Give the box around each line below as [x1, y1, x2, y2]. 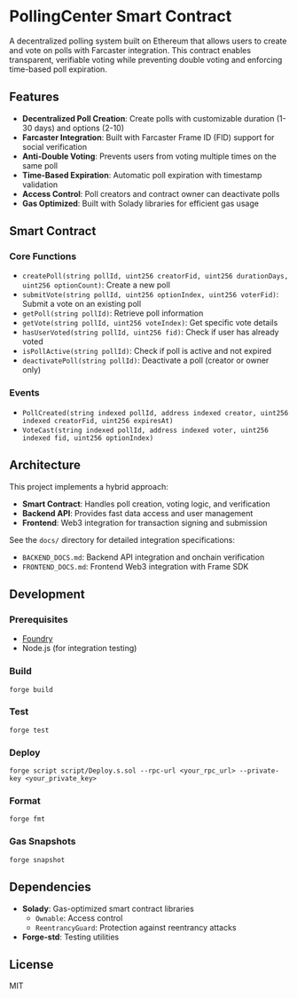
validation [21, 179, 59, 190]
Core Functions [9, 250, 77, 263]
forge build [9, 685, 53, 694]
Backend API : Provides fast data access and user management [21, 507, 254, 518]
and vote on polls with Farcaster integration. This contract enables [9, 44, 251, 55]
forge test [9, 726, 50, 735]
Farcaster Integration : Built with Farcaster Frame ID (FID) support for [21, 131, 275, 143]
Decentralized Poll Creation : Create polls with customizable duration [21, 113, 275, 123]
